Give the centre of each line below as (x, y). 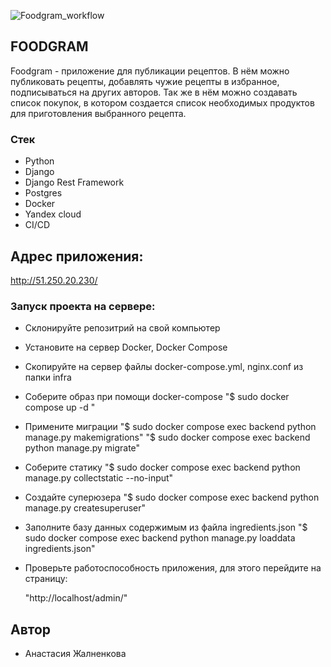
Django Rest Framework (74, 182)
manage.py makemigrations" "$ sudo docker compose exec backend (167, 437)
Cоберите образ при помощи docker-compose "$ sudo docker (157, 397)
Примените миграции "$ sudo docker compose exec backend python (170, 427)
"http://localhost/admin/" (76, 598)
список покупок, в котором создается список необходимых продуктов (162, 102)
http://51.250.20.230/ (54, 280)
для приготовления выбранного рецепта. (98, 113)
